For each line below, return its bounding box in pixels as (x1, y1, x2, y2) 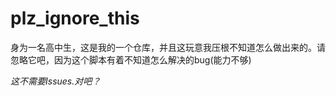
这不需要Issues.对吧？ (10, 75, 102, 87)
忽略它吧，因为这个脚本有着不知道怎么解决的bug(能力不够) (10, 53, 252, 66)
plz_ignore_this (10, 7, 140, 30)
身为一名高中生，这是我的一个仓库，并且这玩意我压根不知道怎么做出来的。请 (10, 41, 326, 53)
